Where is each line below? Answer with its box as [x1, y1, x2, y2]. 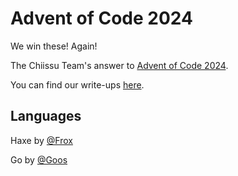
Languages [10, 108, 82, 125]
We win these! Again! [10, 40, 98, 52]
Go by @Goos [10, 153, 68, 166]
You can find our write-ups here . [10, 78, 145, 91]
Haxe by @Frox [10, 134, 73, 146]
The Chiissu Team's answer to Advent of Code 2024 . [10, 59, 229, 71]
